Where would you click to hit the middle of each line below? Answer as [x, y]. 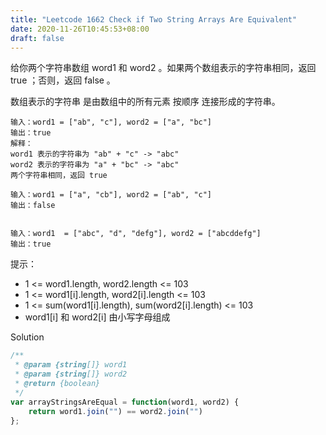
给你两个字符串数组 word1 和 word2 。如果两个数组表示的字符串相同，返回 [163, 68]
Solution [27, 337]
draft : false [37, 38]
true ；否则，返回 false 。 [63, 80]
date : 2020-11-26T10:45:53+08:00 [80, 29]
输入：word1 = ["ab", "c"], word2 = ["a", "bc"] [111, 122]
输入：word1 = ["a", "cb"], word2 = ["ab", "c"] [111, 195]
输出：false [33, 206]
